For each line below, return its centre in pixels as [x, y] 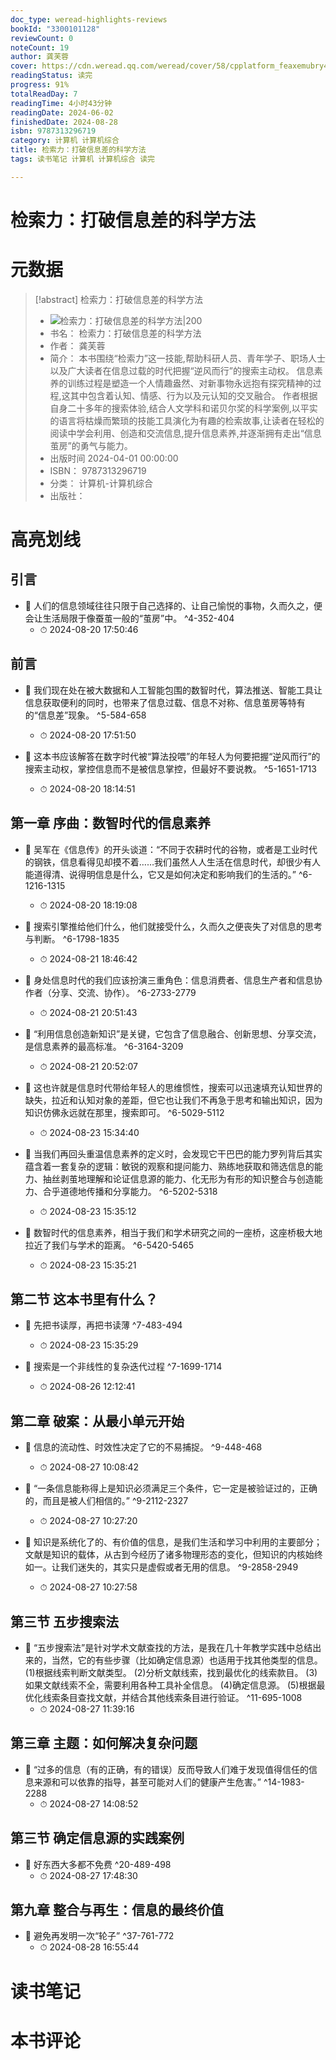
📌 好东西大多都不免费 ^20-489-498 [98, 1864]
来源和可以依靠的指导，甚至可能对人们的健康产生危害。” [147, 1782]
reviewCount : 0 [42, 38]
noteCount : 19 [40, 47]
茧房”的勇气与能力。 [91, 445]
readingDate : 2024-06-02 [62, 112]
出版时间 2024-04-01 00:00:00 [114, 458]
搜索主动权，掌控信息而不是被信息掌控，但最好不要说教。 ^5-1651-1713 [170, 768]
